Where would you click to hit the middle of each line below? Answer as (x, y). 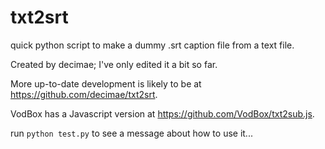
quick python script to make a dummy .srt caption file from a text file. (152, 45)
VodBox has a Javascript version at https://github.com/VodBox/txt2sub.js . (162, 113)
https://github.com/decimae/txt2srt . (84, 94)
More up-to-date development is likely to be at (106, 83)
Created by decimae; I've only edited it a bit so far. (114, 64)
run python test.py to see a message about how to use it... (131, 133)
